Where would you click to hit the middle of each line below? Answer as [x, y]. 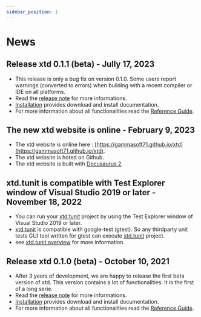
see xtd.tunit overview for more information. [70, 242]
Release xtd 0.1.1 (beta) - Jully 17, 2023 [81, 64]
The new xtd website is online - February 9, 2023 [101, 130]
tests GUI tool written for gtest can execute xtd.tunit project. [90, 236]
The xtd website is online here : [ [56, 145]
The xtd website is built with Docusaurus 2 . [69, 164]
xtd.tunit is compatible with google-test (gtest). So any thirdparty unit [101, 229]
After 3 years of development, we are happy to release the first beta [100, 276]
